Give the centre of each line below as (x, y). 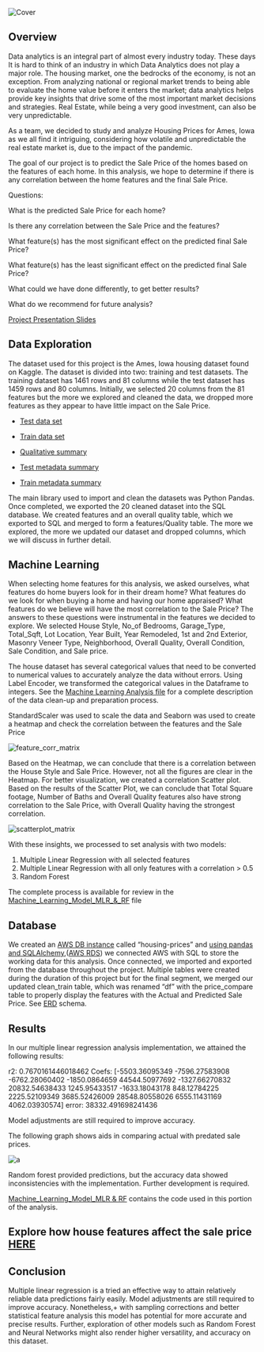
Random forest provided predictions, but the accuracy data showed (118, 1175)
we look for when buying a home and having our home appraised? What (126, 601)
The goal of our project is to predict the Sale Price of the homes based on (128, 163)
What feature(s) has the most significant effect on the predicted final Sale (128, 241)
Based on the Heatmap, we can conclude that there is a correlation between (132, 763)
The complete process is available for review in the (91, 892)
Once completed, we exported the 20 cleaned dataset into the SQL (117, 506)
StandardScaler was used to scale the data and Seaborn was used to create (132, 716)
